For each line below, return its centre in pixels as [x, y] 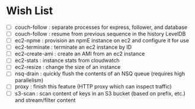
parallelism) [29, 80]
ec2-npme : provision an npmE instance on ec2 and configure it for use [102, 41]
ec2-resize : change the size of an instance [68, 67]
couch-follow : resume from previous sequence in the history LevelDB [100, 34]
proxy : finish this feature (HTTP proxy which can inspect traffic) [93, 87]
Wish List [30, 11]
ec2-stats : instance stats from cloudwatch [67, 61]
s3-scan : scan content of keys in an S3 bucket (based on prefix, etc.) [100, 93]
